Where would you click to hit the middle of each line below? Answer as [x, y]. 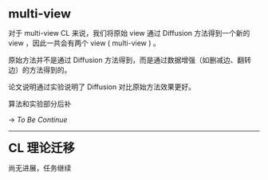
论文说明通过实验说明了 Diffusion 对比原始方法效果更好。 [102, 87]
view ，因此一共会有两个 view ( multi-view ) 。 [85, 43]
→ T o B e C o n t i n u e [38, 119]
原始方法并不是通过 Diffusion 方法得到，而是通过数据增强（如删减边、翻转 [130, 60]
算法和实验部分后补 [40, 104]
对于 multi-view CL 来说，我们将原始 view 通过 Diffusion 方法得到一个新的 [129, 33]
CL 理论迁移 [42, 148]
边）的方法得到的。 [40, 70]
